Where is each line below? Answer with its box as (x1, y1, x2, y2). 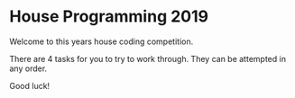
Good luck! (9, 80, 51, 91)
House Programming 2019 (9, 6, 209, 27)
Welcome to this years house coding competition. (9, 36, 194, 47)
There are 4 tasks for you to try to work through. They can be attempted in (9, 53, 287, 64)
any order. (9, 63, 48, 74)
